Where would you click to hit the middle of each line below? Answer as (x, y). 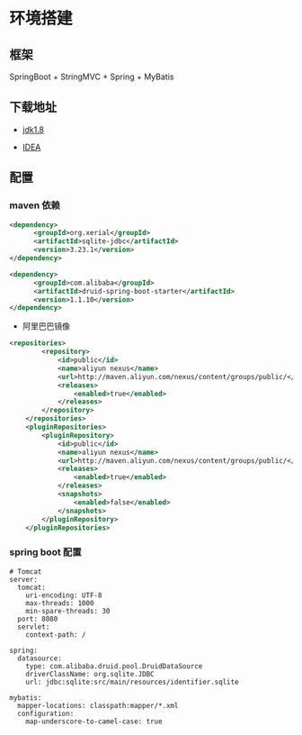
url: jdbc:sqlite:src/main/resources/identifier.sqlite (133, 682)
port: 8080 (38, 619)
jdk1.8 (33, 129)
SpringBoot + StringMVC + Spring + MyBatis (92, 77)
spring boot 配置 (45, 552)
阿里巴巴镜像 (46, 326)
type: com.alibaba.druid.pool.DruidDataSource (114, 666)
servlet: (34, 627)
